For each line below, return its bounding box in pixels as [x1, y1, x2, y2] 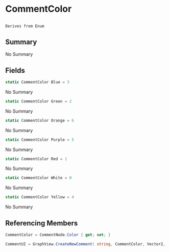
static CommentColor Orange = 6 [5, 118, 74, 123]
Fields [5, 66, 26, 75]
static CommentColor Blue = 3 [5, 80, 70, 85]
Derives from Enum [5, 24, 44, 29]
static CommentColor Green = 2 [5, 98, 72, 104]
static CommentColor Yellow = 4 [5, 195, 74, 200]
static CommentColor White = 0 [5, 175, 72, 181]
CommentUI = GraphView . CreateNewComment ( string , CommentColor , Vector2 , [5, 241, 166, 246]
